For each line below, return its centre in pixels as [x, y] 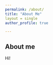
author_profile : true [27, 23]
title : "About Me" [23, 14]
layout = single [21, 18]
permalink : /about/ [25, 9]
